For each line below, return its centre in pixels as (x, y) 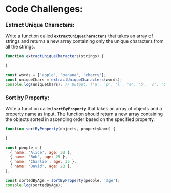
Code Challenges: (44, 9)
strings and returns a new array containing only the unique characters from (84, 41)
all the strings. (20, 47)
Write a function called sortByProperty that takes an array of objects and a (84, 109)
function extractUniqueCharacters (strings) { (55, 56)
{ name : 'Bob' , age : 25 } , (39, 157)
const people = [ (24, 148)
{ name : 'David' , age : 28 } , (41, 166)
